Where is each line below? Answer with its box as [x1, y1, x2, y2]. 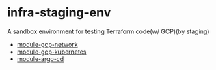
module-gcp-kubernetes [16, 48, 87, 56]
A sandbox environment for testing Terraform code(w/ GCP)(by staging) [7, 27, 210, 35]
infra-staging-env [7, 5, 111, 20]
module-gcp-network [16, 40, 78, 48]
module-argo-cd [16, 54, 64, 63]
